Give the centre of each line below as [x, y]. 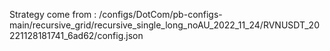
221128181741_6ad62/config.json [76, 35]
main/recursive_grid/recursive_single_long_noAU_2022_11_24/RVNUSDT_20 [164, 25]
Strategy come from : [53, 14]
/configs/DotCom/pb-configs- [160, 14]
